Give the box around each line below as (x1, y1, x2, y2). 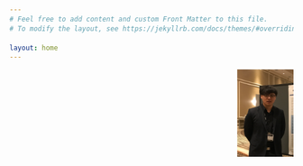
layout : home (9, 43, 59, 52)
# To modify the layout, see (9, 23, 119, 33)
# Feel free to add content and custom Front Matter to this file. (9, 14, 269, 23)
